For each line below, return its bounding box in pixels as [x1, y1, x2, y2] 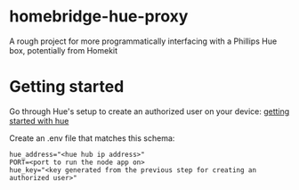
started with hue [9, 115, 69, 126]
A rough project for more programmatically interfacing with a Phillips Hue [9, 36, 278, 46]
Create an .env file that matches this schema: [9, 132, 175, 144]
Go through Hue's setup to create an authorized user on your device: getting [9, 105, 290, 117]
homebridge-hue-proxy [9, 6, 189, 27]
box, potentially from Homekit [9, 45, 118, 55]
